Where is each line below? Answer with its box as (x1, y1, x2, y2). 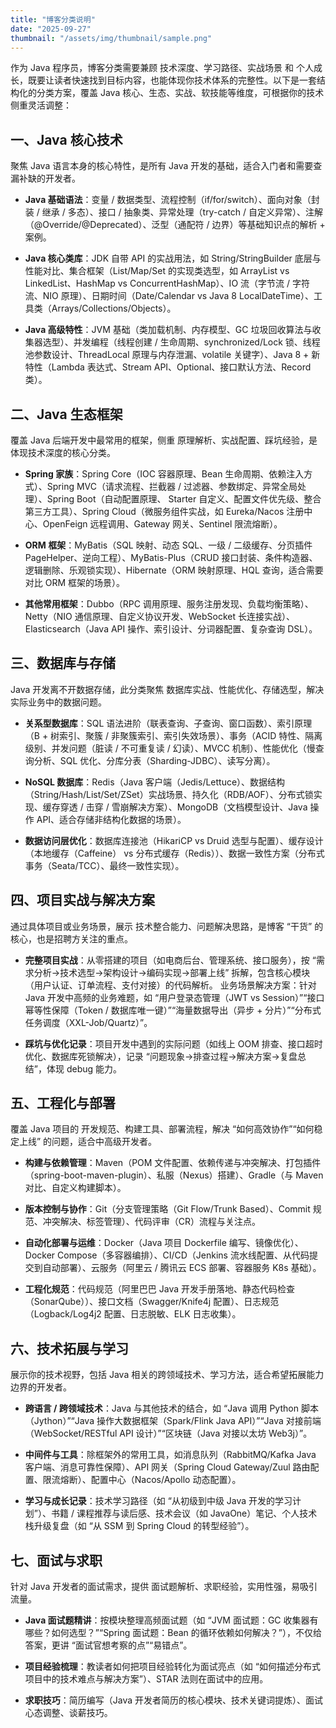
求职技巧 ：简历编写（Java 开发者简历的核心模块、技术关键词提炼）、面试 (24, 1694, 324, 1706)
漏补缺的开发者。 (10, 172, 81, 185)
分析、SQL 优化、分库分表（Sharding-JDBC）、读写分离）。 (33, 754, 276, 766)
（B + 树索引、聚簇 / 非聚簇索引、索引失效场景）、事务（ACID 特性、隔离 (24, 729, 323, 741)
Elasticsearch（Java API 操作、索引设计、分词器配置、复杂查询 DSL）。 (24, 623, 318, 635)
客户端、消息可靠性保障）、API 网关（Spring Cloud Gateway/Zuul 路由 (24, 1461, 311, 1473)
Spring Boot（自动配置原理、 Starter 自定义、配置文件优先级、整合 (46, 493, 322, 505)
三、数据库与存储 (10, 655, 116, 672)
